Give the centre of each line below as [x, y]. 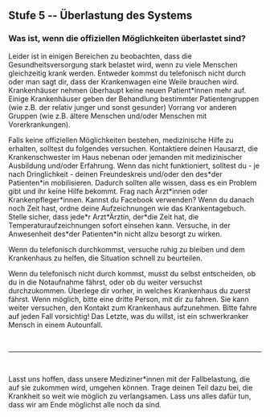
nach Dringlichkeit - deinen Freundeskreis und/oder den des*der [115, 174]
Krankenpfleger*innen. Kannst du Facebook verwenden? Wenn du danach [131, 199]
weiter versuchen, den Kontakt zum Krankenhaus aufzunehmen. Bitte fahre [133, 308]
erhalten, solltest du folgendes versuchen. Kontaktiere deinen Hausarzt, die [133, 148]
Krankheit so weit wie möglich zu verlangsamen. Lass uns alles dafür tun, [130, 396]
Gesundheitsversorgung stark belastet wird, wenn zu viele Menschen [123, 64]
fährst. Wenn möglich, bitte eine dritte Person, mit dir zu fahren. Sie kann [129, 299]
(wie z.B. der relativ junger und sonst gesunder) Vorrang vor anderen [123, 107]
